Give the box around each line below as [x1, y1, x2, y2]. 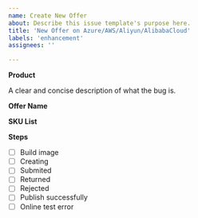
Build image [19, 148, 59, 157]
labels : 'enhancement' [8, 34, 84, 42]
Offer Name [8, 101, 48, 111]
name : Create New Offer [8, 11, 88, 20]
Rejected [19, 184, 49, 193]
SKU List [8, 117, 38, 126]
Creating [19, 157, 49, 166]
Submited [19, 165, 52, 176]
